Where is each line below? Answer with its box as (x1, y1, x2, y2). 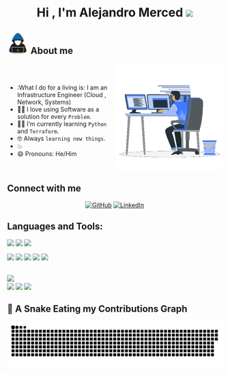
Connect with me (7, 183, 82, 194)
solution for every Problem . (16, 113, 92, 120)
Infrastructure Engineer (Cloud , (16, 91, 107, 98)
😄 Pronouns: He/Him (16, 150, 77, 158)
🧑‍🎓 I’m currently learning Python (16, 120, 107, 128)
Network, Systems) (16, 98, 72, 106)
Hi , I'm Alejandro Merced (36, 5, 184, 21)
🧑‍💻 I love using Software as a (16, 105, 100, 113)
